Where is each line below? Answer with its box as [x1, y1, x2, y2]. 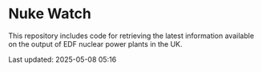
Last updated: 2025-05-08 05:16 [8, 55, 117, 64]
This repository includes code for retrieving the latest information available [8, 31, 255, 40]
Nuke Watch [8, 5, 92, 23]
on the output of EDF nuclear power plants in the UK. [8, 39, 183, 48]
